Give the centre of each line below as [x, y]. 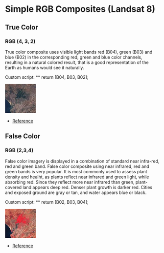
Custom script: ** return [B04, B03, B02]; [47, 77]
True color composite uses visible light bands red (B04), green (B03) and [79, 52]
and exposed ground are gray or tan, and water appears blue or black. [76, 192]
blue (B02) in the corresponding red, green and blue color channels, [74, 57]
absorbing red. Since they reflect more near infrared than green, [70, 182]
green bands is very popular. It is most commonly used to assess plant [76, 171]
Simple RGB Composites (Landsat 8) [80, 9]
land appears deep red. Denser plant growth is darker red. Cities [88, 187]
